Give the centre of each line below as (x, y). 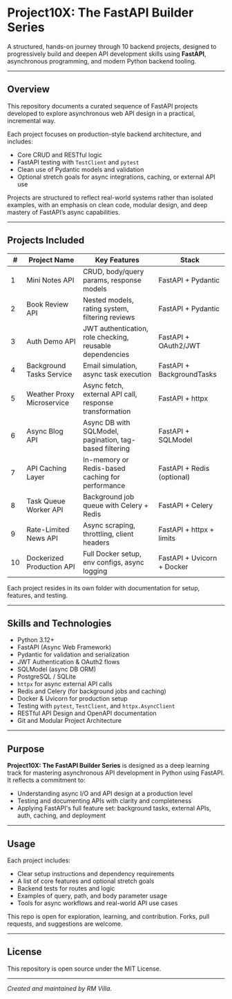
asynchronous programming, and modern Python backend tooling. (102, 61)
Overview (29, 89)
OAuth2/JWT (180, 345)
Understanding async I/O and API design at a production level (105, 794)
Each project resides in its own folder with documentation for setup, (104, 588)
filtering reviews (109, 317)
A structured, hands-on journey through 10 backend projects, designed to (112, 46)
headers (96, 542)
